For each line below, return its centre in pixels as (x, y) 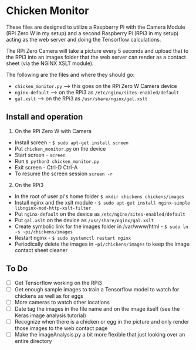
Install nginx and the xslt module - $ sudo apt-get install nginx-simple (102, 202)
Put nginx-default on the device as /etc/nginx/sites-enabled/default (100, 214)
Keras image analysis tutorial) (50, 315)
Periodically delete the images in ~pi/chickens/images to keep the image (102, 244)
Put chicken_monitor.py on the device (60, 148)
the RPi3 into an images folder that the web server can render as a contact (96, 57)
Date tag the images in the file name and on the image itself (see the (97, 308)
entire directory (33, 341)
